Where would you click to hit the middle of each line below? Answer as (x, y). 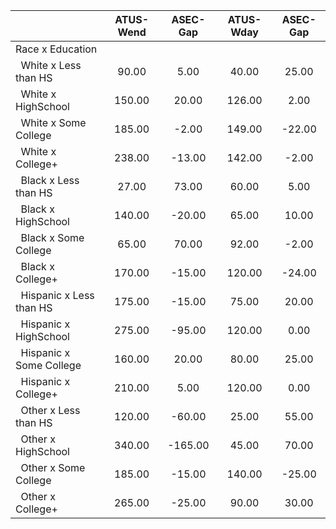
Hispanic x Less (57, 295)
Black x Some (52, 237)
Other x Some (53, 467)
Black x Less (50, 180)
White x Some (53, 122)
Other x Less (50, 410)
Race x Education (56, 49)
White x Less (51, 65)
